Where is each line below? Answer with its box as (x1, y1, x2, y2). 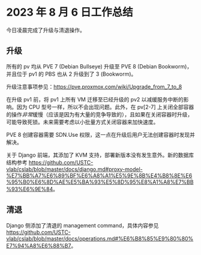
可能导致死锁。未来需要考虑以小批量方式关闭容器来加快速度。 (6, 118, 159, 125)
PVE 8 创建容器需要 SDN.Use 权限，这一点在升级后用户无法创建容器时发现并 (6, 131, 196, 138)
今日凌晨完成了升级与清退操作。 (6, 26, 85, 34)
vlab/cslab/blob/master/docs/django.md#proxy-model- (6, 166, 143, 173)
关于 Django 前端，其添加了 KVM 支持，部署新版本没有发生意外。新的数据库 (6, 151, 194, 158)
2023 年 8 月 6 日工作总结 (6, 5, 133, 19)
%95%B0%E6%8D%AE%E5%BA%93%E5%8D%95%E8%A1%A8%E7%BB (6, 178, 194, 185)
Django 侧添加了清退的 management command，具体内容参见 (6, 221, 159, 229)
